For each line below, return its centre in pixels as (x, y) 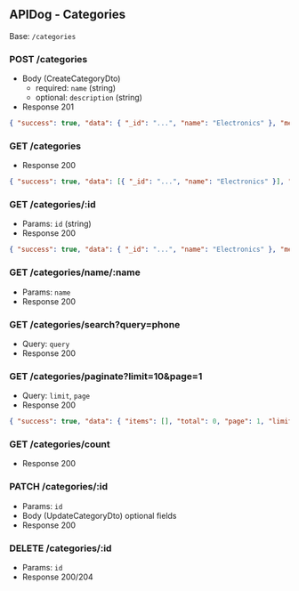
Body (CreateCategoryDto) (71, 78)
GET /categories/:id (53, 205)
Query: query (46, 344)
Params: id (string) (57, 224)
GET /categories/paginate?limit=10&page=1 (106, 376)
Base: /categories (43, 36)
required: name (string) (76, 88)
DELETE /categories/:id (61, 548)
